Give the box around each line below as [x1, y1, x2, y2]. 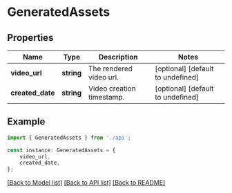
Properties [7, 32, 54, 44]
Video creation [88, 84, 136, 93]
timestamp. [88, 93, 125, 102]
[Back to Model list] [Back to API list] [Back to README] [7, 178, 166, 187]
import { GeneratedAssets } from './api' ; [7, 134, 131, 141]
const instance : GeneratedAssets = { [7, 147, 116, 154]
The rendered [88, 64, 133, 73]
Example [7, 116, 46, 128]
